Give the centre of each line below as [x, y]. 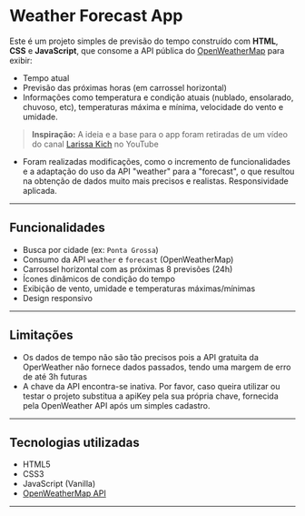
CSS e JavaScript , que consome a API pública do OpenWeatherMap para [147, 50]
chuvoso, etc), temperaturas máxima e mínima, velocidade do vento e [153, 106]
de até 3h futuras [55, 376]
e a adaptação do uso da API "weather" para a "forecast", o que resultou [158, 171]
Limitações [41, 335]
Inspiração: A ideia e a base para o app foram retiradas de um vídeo [160, 134]
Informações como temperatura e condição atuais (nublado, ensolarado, [158, 97]
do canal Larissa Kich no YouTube [95, 144]
